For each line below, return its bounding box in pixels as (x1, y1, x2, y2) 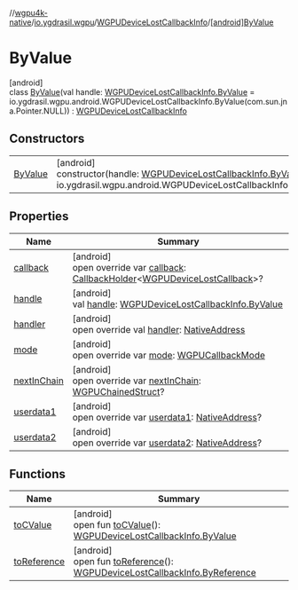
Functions (9, 466, 67, 482)
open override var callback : (72, 261, 186, 273)
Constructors (9, 131, 85, 146)
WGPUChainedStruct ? (72, 385, 165, 397)
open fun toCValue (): (73, 519, 161, 531)
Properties (9, 208, 69, 224)
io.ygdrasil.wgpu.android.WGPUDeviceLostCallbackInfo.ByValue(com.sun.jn (9, 96, 288, 106)
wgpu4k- (14, 8, 49, 18)
